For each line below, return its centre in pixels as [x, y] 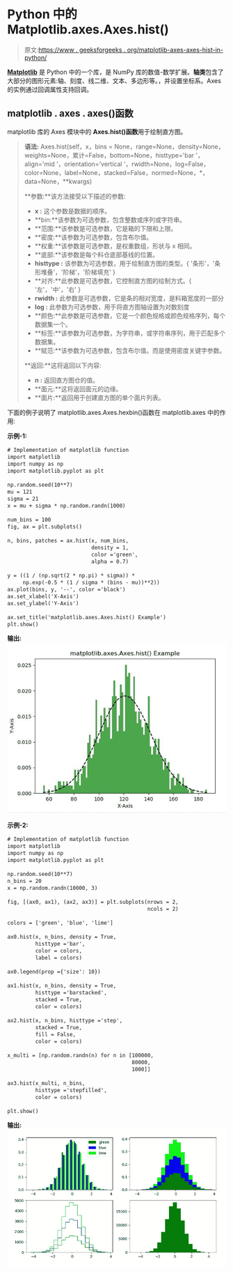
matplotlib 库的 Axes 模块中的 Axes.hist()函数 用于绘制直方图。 [97, 131]
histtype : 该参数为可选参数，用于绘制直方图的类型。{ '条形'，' [124, 263]
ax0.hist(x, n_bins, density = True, [62, 937]
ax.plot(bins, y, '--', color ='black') [67, 589]
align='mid [39, 164]
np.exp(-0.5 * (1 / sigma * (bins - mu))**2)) [91, 582]
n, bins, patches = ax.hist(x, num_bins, [68, 540]
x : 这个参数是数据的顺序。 [73, 211]
